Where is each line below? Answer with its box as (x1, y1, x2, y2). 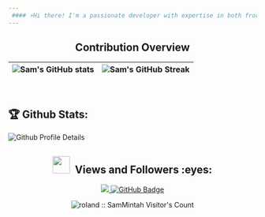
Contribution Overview (74, 41, 191, 54)
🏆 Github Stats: (8, 107, 88, 121)
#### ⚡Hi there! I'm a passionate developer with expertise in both (11, 11, 242, 20)
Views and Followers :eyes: (74, 163, 213, 176)
